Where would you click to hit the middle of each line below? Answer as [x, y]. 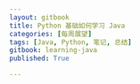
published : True [39, 58]
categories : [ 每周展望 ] [50, 34]
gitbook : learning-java [54, 50]
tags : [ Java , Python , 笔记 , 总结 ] [70, 42]
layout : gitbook [39, 17]
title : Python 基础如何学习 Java [67, 26]
